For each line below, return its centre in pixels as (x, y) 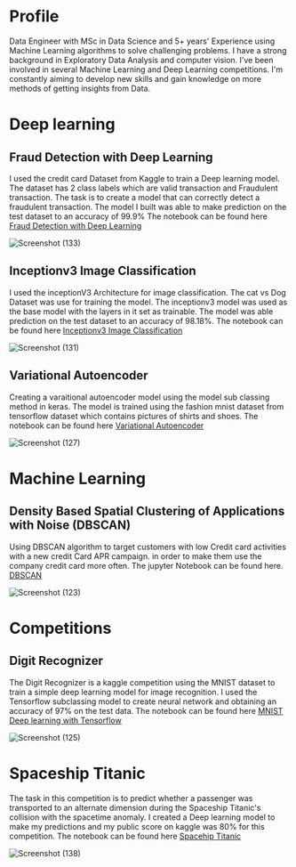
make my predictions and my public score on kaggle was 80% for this (137, 826)
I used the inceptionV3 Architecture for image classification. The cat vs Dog (148, 292)
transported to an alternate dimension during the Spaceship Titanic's (135, 807)
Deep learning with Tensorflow (65, 720)
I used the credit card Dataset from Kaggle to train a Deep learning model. (144, 178)
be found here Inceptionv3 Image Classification (96, 330)
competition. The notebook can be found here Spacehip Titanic (125, 836)
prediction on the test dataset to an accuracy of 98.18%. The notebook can (146, 320)
